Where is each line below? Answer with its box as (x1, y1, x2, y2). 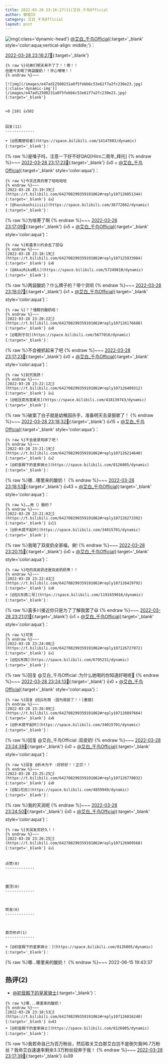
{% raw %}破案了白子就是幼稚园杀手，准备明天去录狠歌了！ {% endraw (5, 412, 154, 418)
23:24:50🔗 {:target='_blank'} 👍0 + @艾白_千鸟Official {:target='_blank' (5, 809, 150, 815)
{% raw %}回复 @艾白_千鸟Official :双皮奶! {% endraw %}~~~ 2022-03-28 (5, 737, 161, 743)
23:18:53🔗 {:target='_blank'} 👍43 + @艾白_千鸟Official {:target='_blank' (5, 484, 152, 490)
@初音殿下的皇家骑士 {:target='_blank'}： (12, 990, 98, 996)
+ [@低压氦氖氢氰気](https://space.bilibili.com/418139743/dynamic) (5, 397, 147, 403)
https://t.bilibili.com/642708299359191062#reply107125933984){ (5, 256, 143, 261)
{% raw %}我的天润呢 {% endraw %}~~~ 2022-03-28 (5, 802, 118, 808)
